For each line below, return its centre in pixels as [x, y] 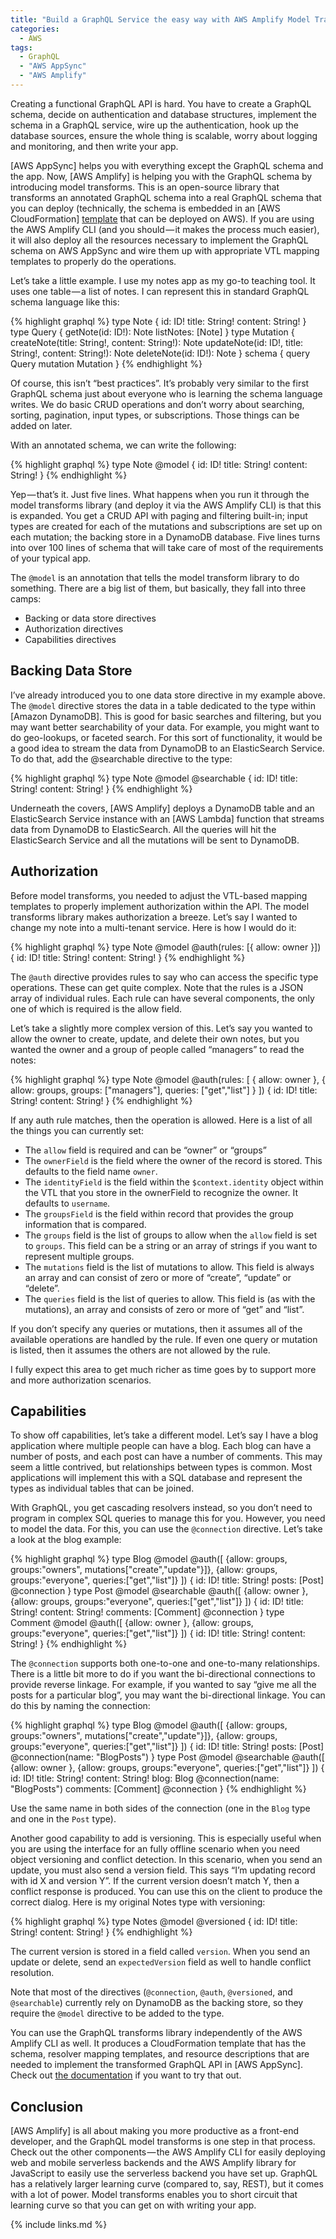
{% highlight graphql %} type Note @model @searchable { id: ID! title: [154, 778]
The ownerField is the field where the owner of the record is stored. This [173, 1160]
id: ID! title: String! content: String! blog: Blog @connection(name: [145, 1778]
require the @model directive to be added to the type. [117, 2013]
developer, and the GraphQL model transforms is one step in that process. [163, 2142]
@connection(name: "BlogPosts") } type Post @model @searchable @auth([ [167, 1757]
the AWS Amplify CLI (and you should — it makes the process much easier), [165, 229]
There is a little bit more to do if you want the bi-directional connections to [163, 1674]
